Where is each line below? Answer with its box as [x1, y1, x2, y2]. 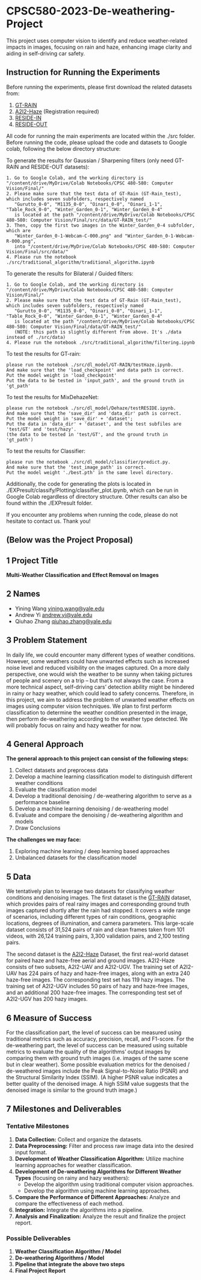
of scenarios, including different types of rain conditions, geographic [6, 913, 177, 921]
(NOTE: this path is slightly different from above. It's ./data [14, 329, 182, 335]
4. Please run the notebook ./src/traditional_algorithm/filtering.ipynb [6, 339, 196, 345]
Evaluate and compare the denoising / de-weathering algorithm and [14, 812, 184, 819]
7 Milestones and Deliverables [6, 1104, 122, 1114]
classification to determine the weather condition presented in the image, [6, 708, 188, 716]
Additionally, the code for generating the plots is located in [6, 480, 152, 487]
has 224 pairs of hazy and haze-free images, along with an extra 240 [18, 969, 191, 977]
